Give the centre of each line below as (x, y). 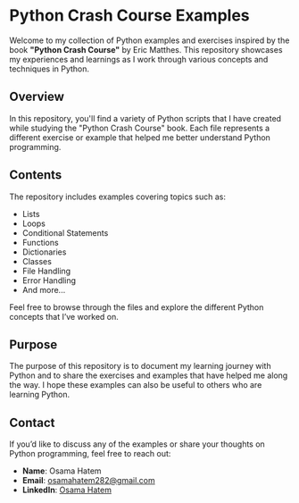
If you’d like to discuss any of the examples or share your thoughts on (137, 444)
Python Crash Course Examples (129, 16)
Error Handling (49, 280)
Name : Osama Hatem (62, 471)
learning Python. (40, 395)
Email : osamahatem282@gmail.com (89, 481)
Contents (36, 175)
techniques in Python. (50, 69)
